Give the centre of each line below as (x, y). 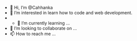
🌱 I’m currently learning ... (44, 23)
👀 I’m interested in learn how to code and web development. (71, 13)
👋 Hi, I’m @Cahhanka (31, 8)
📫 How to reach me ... (33, 34)
